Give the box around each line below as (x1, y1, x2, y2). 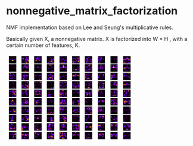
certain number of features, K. (6, 42, 80, 49)
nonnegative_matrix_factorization (6, 4, 178, 18)
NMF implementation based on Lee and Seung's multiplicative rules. (6, 24, 174, 31)
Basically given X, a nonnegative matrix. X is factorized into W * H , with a (6, 35, 188, 42)
